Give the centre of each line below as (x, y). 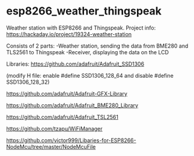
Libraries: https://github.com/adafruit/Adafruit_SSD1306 (75, 64)
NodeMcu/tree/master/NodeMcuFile (51, 146)
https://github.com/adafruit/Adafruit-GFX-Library (67, 93)
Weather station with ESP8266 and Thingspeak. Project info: (81, 28)
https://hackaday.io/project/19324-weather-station (69, 34)
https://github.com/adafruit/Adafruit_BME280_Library (72, 105)
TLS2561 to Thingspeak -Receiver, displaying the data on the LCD (88, 52)
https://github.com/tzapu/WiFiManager (55, 128)
